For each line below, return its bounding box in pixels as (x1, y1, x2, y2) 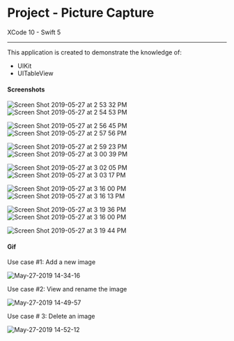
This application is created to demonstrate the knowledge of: (7, 48, 182, 57)
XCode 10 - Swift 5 (7, 28, 61, 36)
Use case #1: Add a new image (7, 258, 96, 266)
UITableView (17, 68, 54, 78)
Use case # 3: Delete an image (7, 312, 95, 321)
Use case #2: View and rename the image (7, 285, 127, 293)
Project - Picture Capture (7, 5, 155, 21)
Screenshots (7, 85, 45, 94)
